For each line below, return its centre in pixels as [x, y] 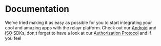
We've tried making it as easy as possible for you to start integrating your [79, 23]
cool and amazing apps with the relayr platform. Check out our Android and [81, 27]
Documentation [37, 9]
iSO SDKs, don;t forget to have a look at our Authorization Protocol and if [78, 33]
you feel [13, 38]
